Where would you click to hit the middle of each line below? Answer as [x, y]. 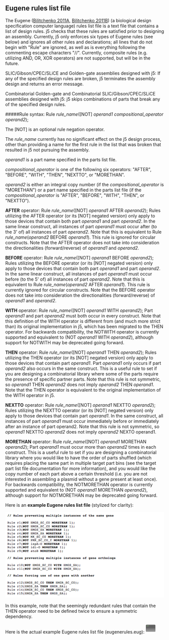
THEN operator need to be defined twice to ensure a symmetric [71, 611]
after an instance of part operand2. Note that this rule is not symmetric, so [82, 426]
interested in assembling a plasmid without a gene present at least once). [81, 479]
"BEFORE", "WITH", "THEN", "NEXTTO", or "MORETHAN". [65, 175]
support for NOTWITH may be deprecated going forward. [65, 342]
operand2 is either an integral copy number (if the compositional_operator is [84, 184]
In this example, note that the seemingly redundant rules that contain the [81, 606]
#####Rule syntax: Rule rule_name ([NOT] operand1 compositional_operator [84, 114]
